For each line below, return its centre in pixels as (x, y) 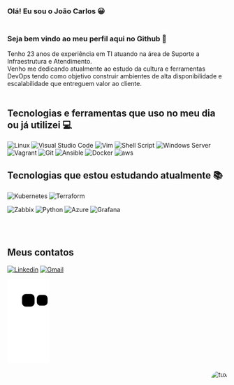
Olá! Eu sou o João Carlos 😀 (56, 11)
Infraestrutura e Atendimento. (50, 62)
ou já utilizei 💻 (39, 125)
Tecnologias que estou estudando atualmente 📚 (115, 175)
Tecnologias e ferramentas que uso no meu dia (111, 113)
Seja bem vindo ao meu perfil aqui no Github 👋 (87, 38)
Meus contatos (41, 252)
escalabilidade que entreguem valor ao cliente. (74, 84)
